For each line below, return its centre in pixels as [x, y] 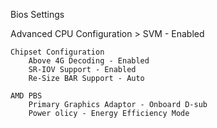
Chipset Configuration [57, 52]
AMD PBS [26, 96]
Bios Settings [37, 14]
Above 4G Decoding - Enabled [89, 61]
